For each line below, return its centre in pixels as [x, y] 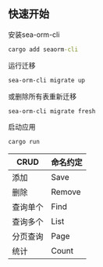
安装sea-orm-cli [34, 35]
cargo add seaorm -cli [43, 49]
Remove [66, 192]
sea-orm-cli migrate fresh [52, 111]
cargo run [24, 142]
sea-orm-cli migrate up [47, 80]
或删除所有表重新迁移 [42, 96]
